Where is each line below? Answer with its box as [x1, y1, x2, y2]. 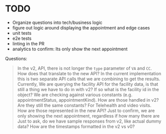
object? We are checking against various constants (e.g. [17, 92, 133, 98]
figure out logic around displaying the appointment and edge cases [12, 24, 150, 30]
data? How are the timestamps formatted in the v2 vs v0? [17, 123, 135, 130]
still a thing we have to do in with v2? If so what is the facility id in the [17, 86, 159, 92]
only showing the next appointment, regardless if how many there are [17, 113, 160, 119]
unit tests [12, 30, 32, 36]
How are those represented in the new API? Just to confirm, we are [17, 108, 155, 114]
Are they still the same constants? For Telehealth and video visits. [17, 102, 152, 108]
